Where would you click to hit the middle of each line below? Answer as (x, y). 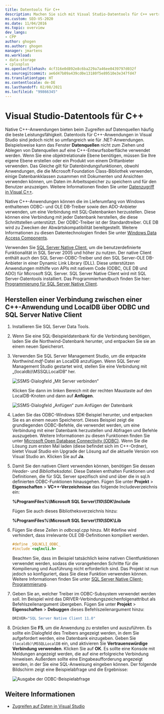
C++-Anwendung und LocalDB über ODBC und (77, 307)
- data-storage (20, 60)
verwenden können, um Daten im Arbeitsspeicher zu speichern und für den (81, 181)
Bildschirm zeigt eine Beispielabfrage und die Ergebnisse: (70, 669)
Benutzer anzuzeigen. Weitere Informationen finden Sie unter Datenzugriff (80, 187)
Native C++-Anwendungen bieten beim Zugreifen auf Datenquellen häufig (79, 129)
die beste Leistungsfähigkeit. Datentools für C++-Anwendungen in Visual (79, 135)
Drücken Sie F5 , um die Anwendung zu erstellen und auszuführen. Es (82, 628)
